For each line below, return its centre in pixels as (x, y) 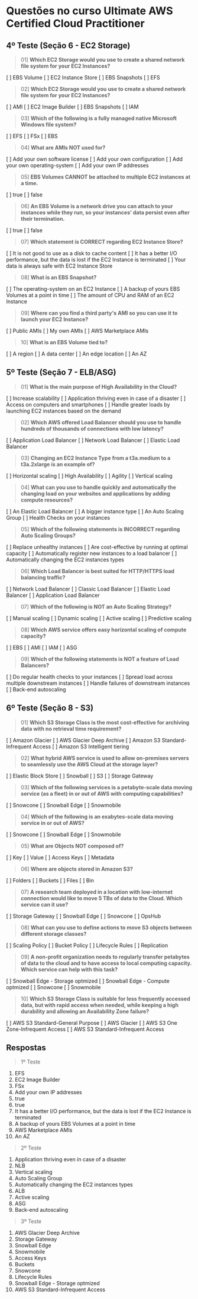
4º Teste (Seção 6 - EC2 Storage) (68, 45)
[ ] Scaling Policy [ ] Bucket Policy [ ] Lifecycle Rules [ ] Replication (87, 945)
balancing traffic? (43, 577)
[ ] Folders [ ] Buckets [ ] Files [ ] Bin (50, 880)
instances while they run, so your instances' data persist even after (105, 212)
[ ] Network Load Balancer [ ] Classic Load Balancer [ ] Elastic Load (88, 589)
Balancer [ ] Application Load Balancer (53, 595)
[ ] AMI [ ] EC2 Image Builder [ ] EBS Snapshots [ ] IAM (72, 107)
